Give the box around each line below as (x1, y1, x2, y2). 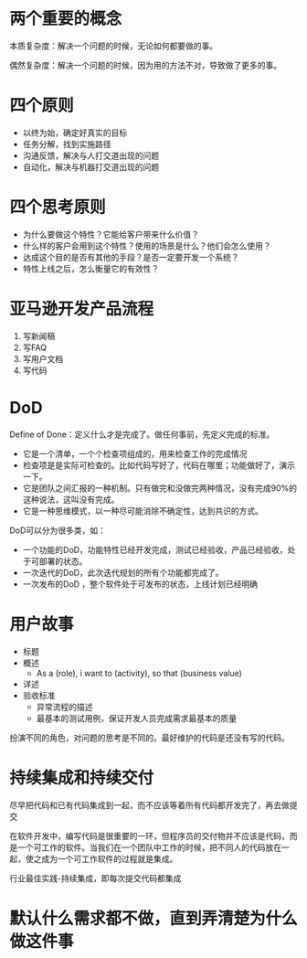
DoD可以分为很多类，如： (9, 525, 107, 536)
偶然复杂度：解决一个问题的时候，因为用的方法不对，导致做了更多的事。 (9, 59, 281, 70)
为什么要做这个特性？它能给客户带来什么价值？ (22, 229, 199, 239)
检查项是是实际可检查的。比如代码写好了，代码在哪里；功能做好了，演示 (22, 459, 295, 471)
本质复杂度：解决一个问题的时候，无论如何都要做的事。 (9, 40, 217, 51)
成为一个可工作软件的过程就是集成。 (40, 853, 178, 864)
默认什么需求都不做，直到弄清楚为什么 (9, 908, 299, 929)
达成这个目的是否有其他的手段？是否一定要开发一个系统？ (22, 251, 239, 262)
